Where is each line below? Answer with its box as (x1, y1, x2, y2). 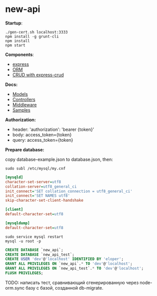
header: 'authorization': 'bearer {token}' (12, 126, 95, 132)
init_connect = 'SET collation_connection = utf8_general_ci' (5, 189, 133, 194)
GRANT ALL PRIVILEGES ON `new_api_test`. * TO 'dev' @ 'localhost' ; (5, 266, 144, 271)
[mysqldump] (5, 221, 30, 226)
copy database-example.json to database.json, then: (5, 156, 113, 162)
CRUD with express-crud (12, 71, 64, 78)
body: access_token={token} (12, 131, 72, 138)
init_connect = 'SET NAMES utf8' (5, 193, 70, 198)
